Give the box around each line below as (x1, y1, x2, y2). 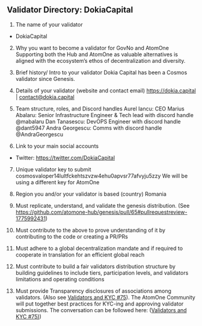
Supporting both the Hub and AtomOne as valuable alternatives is (15, 51, 178, 58)
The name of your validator (15, 21, 83, 28)
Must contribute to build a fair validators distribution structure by (15, 263, 176, 270)
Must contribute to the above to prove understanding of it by (15, 226, 166, 234)
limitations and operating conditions (15, 275, 105, 283)
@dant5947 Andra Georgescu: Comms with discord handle (15, 124, 162, 132)
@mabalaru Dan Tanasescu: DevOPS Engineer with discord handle (15, 118, 181, 125)
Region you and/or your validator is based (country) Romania (15, 190, 167, 197)
